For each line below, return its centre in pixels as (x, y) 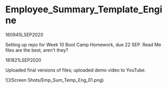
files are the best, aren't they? (37, 50)
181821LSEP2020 (23, 60)
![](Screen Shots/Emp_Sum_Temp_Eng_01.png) (55, 80)
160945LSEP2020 (24, 34)
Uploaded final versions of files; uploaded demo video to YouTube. (76, 70)
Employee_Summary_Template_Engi (84, 10)
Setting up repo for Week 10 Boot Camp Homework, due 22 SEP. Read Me (83, 44)
